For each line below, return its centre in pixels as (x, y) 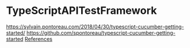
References (39, 39)
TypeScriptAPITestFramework (81, 11)
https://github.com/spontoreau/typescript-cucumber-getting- (101, 32)
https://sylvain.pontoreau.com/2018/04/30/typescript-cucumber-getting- (95, 27)
